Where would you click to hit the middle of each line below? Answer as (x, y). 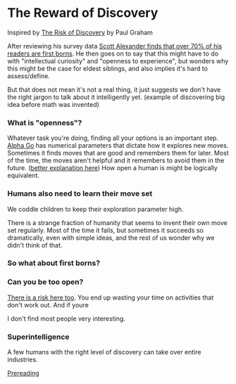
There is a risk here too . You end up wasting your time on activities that (111, 297)
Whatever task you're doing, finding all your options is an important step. (113, 138)
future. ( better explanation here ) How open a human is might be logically (113, 168)
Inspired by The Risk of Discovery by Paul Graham (80, 32)
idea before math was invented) (54, 104)
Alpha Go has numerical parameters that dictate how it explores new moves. (118, 146)
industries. (23, 359)
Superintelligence (38, 337)
